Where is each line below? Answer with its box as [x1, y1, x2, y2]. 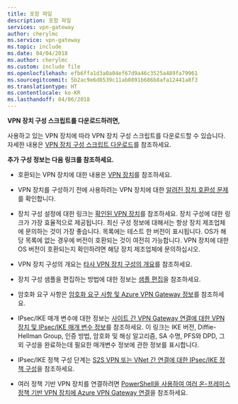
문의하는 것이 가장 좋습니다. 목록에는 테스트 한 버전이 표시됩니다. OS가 [25, 228, 220, 235]
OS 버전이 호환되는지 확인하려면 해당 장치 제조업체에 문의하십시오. [17, 245, 200, 253]
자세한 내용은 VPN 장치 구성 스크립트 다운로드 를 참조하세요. [7, 140, 171, 149]
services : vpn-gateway [7, 23, 74, 30]
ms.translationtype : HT [7, 83, 78, 90]
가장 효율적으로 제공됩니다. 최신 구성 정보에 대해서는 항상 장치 [30, 218, 201, 227]
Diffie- [198, 323, 217, 331]
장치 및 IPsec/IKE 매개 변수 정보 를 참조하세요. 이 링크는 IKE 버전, [17, 323, 197, 331]
